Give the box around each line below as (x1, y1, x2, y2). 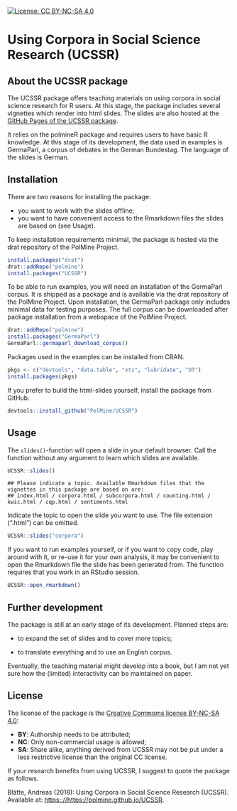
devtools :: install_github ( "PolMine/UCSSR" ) (7, 407, 138, 414)
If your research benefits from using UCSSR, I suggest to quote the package (7, 766, 231, 775)
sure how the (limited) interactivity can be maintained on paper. (7, 669, 193, 677)
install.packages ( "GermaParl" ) (7, 333, 100, 341)
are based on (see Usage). (17, 221, 96, 230)
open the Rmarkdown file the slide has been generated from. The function (7, 561, 224, 569)
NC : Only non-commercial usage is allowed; (17, 737, 147, 746)
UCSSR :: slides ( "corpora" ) (7, 532, 84, 540)
